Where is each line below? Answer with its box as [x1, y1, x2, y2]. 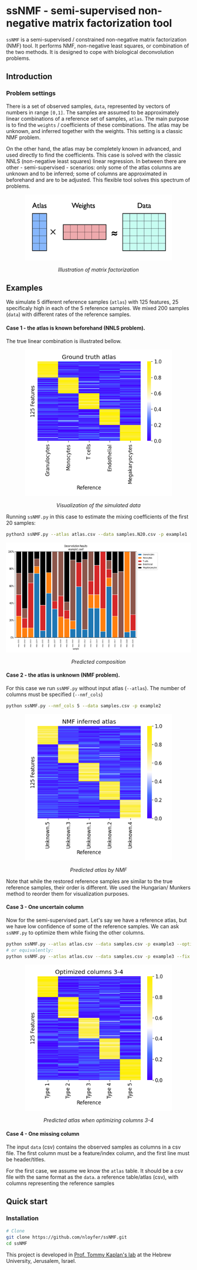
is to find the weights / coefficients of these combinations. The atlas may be [6, 121, 189, 128]
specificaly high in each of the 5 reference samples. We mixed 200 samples [6, 305, 189, 312]
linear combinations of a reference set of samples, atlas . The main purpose [6, 115, 189, 122]
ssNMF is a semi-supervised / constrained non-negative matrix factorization [6, 36, 186, 43]
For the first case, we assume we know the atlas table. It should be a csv [6, 1167, 184, 1174]
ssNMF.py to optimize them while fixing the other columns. [6, 929, 145, 936]
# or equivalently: [6, 947, 54, 953]
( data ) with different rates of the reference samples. [6, 311, 131, 318]
